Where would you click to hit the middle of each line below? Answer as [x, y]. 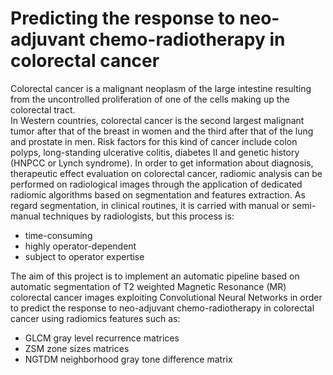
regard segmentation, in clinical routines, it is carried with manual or [150, 205]
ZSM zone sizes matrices [77, 348]
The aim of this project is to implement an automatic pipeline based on [155, 276]
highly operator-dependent [80, 246]
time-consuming [58, 235]
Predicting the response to [123, 18]
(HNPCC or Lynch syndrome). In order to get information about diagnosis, [162, 163]
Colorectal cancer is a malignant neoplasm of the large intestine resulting [161, 88]
